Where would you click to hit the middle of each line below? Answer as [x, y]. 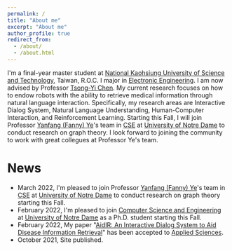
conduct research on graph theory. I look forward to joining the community [115, 132]
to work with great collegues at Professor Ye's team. [83, 140]
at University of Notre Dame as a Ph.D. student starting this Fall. [109, 217]
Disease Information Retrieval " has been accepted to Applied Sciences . [121, 232]
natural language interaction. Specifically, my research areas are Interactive [116, 102]
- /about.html [34, 53]
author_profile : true [39, 33]
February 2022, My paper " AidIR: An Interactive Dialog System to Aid [117, 224]
